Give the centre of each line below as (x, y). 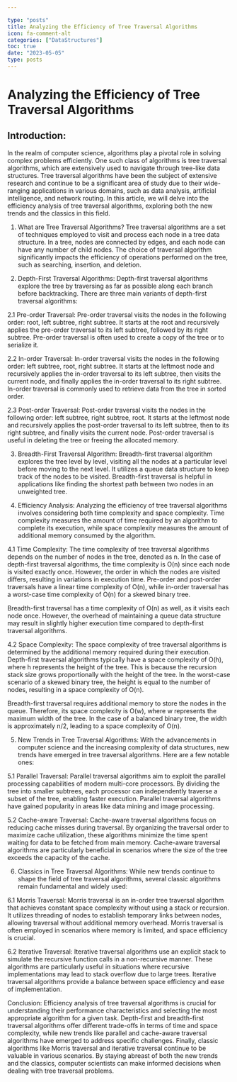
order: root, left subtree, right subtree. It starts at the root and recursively (114, 322)
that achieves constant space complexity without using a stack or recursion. (118, 908)
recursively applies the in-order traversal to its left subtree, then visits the (114, 374)
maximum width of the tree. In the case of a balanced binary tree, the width (117, 718)
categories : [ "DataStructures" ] (55, 40)
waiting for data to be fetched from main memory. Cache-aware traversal (114, 842)
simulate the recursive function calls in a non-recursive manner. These (110, 959)
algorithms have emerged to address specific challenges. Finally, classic (113, 1040)
